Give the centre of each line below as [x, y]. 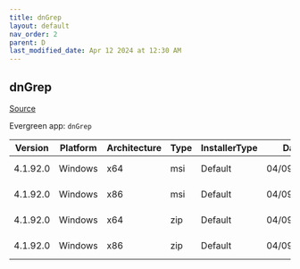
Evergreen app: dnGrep [50, 125]
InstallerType [229, 147]
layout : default [39, 26]
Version [32, 147]
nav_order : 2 [33, 34]
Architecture [134, 147]
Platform [78, 147]
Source [22, 108]
